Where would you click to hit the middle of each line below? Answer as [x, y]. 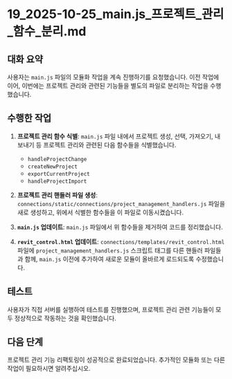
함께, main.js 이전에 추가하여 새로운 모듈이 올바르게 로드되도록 [109, 259]
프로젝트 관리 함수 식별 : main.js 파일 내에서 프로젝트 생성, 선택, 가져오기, [115, 136]
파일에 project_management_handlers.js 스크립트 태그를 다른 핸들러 [110, 250]
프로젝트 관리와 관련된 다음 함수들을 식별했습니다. [110, 145]
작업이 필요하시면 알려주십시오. [49, 369]
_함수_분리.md [47, 31]
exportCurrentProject [59, 174]
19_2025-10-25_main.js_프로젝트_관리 [116, 14]
